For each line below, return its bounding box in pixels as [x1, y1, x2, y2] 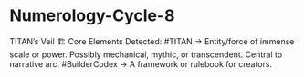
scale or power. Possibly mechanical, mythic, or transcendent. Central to [9, 49, 283, 60]
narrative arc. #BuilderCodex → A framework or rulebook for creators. [9, 58, 272, 69]
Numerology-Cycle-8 [9, 5, 175, 26]
